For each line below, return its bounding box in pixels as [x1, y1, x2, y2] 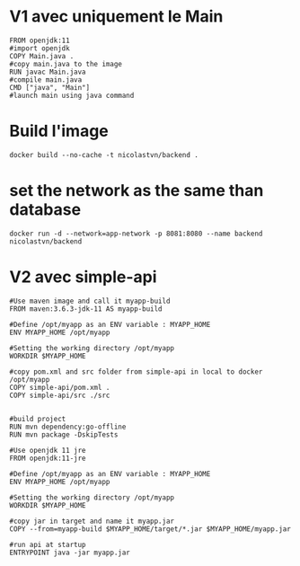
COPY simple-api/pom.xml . [9, 383, 110, 392]
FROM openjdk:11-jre [9, 454, 87, 463]
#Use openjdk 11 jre [9, 446, 87, 455]
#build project [9, 414, 66, 423]
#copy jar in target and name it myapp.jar [9, 517, 175, 526]
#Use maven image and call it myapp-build [9, 296, 171, 305]
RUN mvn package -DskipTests [9, 429, 119, 439]
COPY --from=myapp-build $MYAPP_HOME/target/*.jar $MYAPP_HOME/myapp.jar [9, 524, 292, 534]
